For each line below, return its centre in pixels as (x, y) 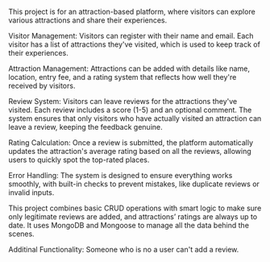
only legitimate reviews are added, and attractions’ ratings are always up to (133, 216)
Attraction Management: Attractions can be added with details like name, (129, 69)
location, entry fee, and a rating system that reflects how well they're (123, 77)
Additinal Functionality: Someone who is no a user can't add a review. (124, 250)
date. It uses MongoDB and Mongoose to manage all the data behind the (129, 225)
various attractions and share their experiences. (88, 20)
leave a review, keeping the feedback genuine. (85, 127)
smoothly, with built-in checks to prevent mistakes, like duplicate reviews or (134, 184)
